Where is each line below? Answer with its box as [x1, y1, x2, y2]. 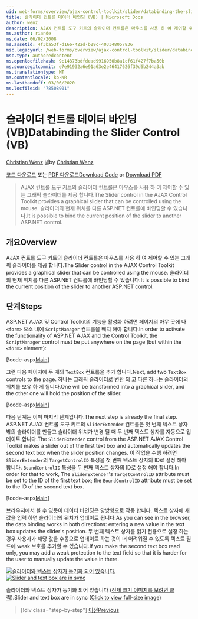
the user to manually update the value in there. [6, 556, 120, 563]
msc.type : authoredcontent [6, 53, 72, 58]
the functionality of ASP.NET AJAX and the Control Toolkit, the [6, 332, 158, 340]
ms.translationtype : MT [6, 69, 65, 75]
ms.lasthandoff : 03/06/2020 [6, 80, 75, 86]
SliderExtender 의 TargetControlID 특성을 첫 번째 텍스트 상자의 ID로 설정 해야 [6, 457, 187, 464]
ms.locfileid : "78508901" [6, 86, 70, 92]
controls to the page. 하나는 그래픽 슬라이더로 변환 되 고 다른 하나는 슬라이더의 [6, 376, 189, 383]
